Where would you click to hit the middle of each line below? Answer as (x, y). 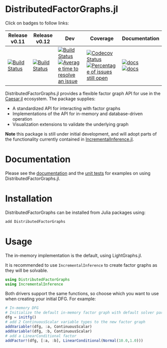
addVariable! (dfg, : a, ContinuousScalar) (49, 327)
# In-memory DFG (22, 308)
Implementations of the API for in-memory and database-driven (78, 114)
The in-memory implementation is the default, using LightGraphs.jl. (74, 255)
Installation (29, 199)
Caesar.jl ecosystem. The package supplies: (50, 99)
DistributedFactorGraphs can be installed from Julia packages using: (75, 212)
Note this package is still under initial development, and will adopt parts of (81, 134)
